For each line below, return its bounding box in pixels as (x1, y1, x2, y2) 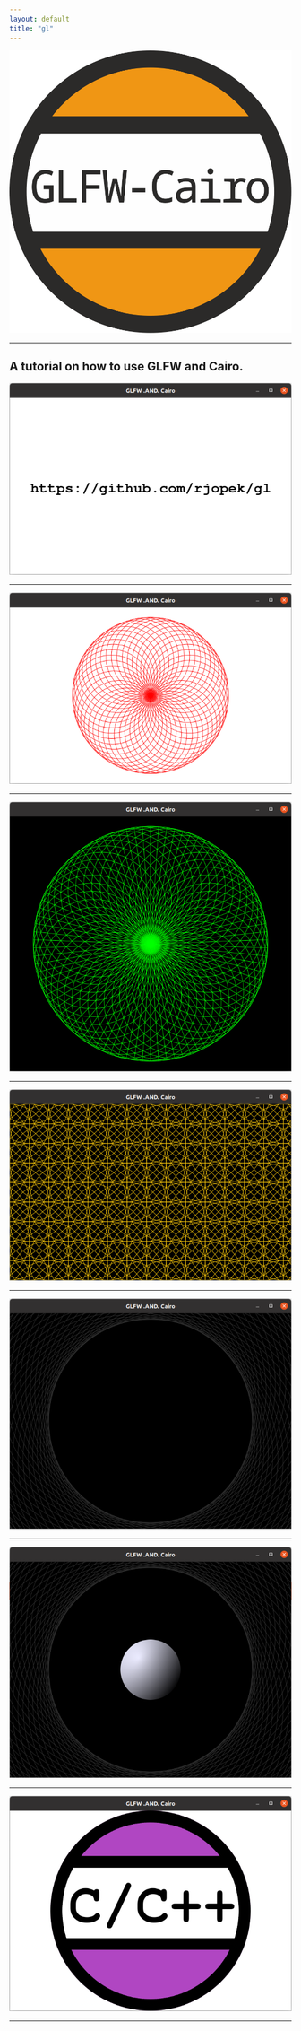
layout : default (9, 14, 70, 23)
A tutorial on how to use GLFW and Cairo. (9, 359, 244, 374)
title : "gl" (9, 23, 54, 33)
